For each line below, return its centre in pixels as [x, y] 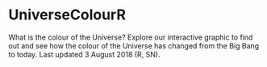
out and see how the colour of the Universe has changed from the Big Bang [134, 45]
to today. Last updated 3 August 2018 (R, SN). [84, 54]
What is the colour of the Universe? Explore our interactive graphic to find [131, 37]
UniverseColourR [67, 15]
